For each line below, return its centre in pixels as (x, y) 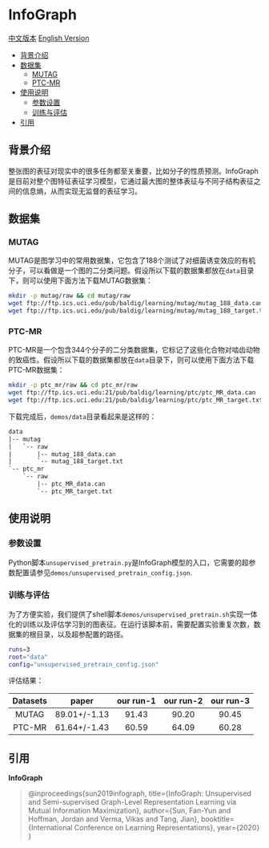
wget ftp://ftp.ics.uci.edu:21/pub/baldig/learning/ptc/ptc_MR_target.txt (136, 400)
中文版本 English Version (49, 38)
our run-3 (231, 701)
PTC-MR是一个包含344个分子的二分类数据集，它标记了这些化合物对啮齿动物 (134, 350)
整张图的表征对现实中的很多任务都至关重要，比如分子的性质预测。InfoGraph (133, 171)
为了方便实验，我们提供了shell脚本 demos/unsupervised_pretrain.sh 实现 (126, 614)
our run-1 (137, 701)
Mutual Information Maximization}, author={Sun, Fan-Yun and (129, 811)
